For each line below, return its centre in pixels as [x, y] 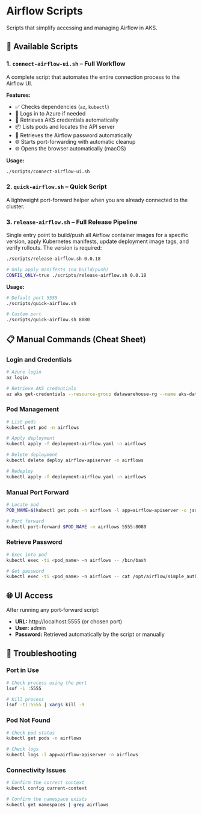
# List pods [21, 422]
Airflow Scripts [44, 11]
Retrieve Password [34, 542]
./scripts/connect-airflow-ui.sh [48, 171]
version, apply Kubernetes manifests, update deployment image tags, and [98, 241]
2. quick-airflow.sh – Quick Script [57, 187]
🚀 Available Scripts [42, 47]
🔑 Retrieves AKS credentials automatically [67, 120]
